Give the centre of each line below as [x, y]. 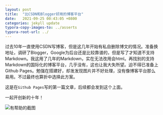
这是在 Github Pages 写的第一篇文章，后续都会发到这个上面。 [65, 87]
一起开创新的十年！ [24, 97]
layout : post [18, 9]
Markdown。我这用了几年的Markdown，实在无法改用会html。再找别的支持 [80, 58]
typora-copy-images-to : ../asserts [41, 28]
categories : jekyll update [32, 23]
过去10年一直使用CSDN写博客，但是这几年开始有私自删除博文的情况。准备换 [81, 46]
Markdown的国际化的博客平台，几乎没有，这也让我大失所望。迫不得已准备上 [82, 65]
